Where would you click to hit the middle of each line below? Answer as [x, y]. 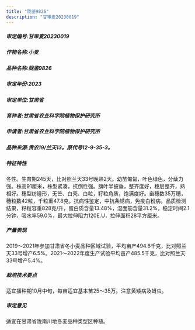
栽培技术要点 [21, 275]
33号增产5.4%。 [26, 260]
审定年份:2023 [24, 84]
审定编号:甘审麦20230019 [38, 36]
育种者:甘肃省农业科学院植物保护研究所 [53, 115]
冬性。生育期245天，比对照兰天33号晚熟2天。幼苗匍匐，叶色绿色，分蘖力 [95, 179]
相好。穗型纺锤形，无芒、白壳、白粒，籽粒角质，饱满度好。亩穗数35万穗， [96, 194]
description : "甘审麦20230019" [43, 17]
